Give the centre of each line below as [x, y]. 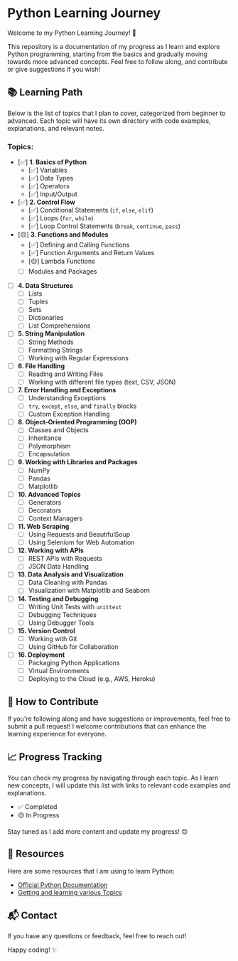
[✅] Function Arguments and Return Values [91, 253]
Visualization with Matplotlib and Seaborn [89, 591]
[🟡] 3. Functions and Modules [63, 235]
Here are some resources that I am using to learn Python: [91, 871]
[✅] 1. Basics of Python [52, 162]
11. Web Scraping [43, 526]
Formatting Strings [55, 350]
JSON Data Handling [58, 567]
